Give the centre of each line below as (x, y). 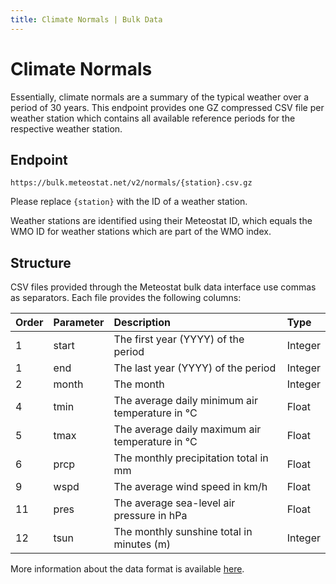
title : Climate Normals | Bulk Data (86, 19)
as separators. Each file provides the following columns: (126, 298)
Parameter (79, 323)
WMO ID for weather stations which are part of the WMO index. (141, 232)
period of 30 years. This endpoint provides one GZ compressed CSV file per (167, 107)
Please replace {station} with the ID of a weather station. (129, 202)
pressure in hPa (150, 516)
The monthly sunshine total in (183, 532)
